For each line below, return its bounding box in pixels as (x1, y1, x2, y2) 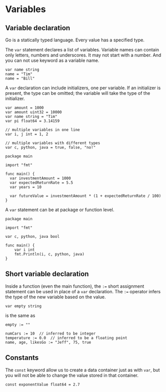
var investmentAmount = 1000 (10, 176, 71, 181)
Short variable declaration (5, 270, 89, 278)
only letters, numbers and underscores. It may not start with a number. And (5, 52, 161, 58)
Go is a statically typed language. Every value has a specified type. (5, 37, 145, 43)
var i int (14, 247, 35, 252)
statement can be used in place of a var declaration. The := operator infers (5, 288, 161, 294)
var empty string (5, 303, 42, 308)
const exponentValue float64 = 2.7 (5, 382, 80, 387)
